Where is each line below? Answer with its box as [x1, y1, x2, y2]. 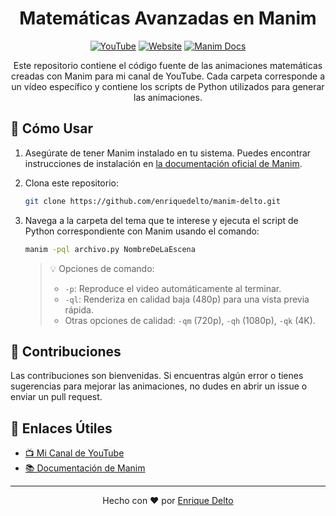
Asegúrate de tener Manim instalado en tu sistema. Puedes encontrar [24, 147, 312, 159]
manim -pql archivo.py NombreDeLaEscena [24, 244, 196, 254]
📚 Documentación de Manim [24, 462, 146, 474]
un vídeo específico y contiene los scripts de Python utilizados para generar [11, 80, 325, 92]
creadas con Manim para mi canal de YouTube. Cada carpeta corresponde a [10, 70, 326, 82]
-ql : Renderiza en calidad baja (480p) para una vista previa [64, 293, 310, 305]
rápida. [64, 303, 94, 316]
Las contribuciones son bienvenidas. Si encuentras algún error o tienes [10, 370, 304, 382]
